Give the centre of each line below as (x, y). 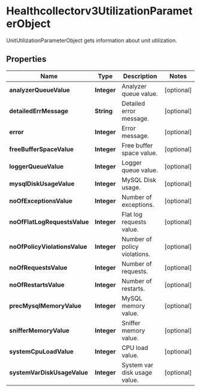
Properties (26, 59)
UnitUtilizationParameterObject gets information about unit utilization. (92, 40)
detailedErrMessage (39, 111)
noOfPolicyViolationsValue (48, 246)
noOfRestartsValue (37, 285)
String (104, 111)
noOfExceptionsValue (41, 201)
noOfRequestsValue (38, 267)
